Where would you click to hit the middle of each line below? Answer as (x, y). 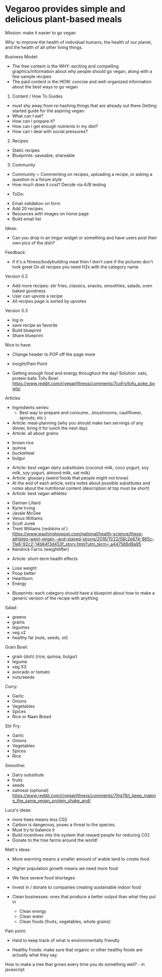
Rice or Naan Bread (32, 716)
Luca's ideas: (18, 810)
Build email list (26, 219)
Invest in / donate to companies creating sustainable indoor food (77, 887)
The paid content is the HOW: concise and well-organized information (82, 82)
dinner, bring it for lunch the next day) (50, 428)
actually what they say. (35, 955)
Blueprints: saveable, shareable (43, 155)
